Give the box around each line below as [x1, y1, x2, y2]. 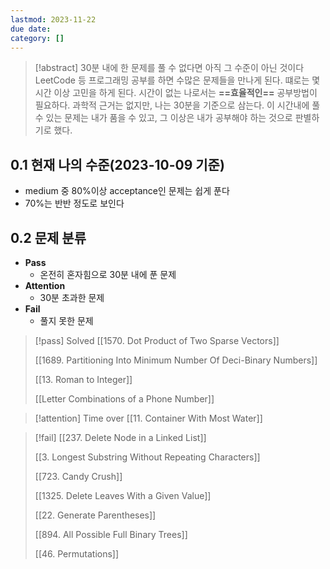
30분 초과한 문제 [39, 292, 105, 303]
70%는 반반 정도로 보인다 [24, 197, 125, 210]
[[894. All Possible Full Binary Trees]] [34, 529, 188, 540]
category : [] [10, 33, 65, 43]
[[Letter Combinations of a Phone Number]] [34, 393, 215, 405]
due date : [10, 24, 52, 34]
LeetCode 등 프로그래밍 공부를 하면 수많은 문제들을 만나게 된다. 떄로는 [34, 74, 310, 86]
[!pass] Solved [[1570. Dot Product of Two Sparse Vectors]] [34, 335, 280, 346]
